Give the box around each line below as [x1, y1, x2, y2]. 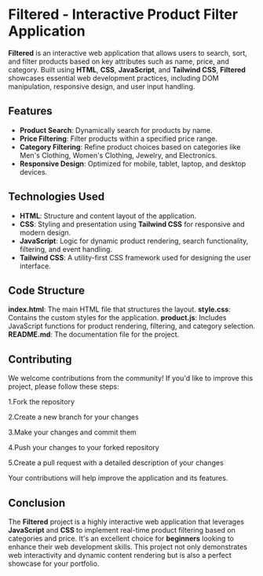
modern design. [19, 227, 71, 237]
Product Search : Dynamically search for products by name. [19, 125, 214, 135]
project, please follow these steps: [8, 382, 119, 391]
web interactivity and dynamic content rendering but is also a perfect [8, 551, 232, 559]
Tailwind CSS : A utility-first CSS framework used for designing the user [19, 253, 251, 262]
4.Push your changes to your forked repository [8, 443, 159, 452]
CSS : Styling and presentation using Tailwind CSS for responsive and [19, 219, 245, 229]
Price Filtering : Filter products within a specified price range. [19, 134, 217, 143]
